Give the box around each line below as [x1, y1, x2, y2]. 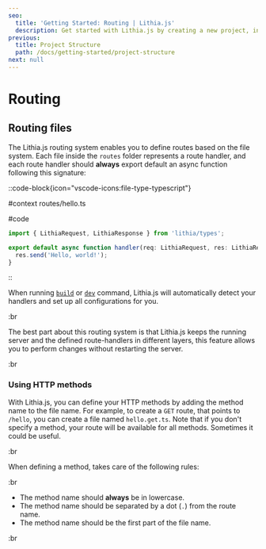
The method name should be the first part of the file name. [19, 517, 211, 528]
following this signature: [8, 167, 86, 177]
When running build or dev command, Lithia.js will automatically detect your [8, 288, 256, 298]
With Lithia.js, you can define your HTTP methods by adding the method [8, 397, 244, 407]
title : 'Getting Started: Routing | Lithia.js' [15, 19, 176, 27]
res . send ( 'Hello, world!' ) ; [15, 251, 108, 259]
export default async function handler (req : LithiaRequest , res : [8, 244, 228, 251]
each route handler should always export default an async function [8, 159, 228, 169]
